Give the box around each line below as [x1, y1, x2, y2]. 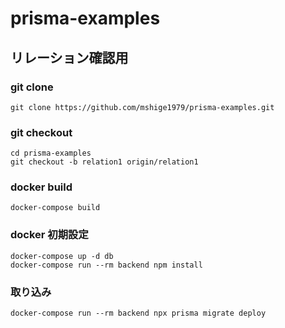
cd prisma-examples [10, 148, 92, 159]
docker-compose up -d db [10, 251, 114, 261]
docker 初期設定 [10, 228, 89, 242]
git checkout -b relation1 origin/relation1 [10, 157, 199, 167]
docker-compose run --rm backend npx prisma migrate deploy [10, 308, 267, 319]
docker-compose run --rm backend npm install [10, 260, 203, 270]
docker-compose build [10, 203, 101, 213]
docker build [10, 180, 73, 194]
